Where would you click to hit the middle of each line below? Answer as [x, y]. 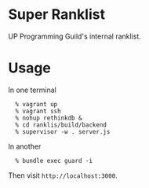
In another [25, 146]
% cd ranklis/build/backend [61, 125]
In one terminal [33, 90]
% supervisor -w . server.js [63, 131]
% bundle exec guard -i [54, 160]
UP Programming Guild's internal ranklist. [74, 36]
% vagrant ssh [38, 111]
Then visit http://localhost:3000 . [63, 175]
